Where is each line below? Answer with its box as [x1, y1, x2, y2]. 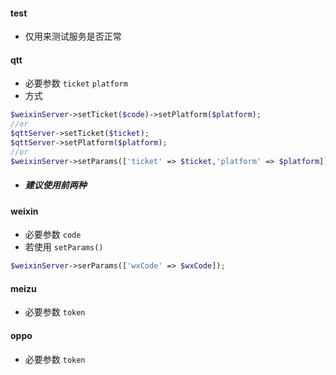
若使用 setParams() [24, 241, 104, 253]
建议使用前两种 [24, 179, 87, 191]
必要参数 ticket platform [24, 77, 128, 89]
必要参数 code [24, 229, 82, 241]
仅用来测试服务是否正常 [24, 30, 122, 43]
